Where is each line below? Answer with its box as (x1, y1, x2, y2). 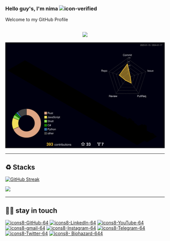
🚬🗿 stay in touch (5, 206, 58, 215)
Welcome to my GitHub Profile (5, 17, 68, 23)
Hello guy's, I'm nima (5, 5, 58, 12)
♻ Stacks (5, 163, 35, 172)
